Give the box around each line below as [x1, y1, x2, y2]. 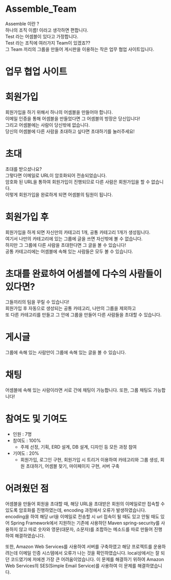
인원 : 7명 [12, 431, 32, 437]
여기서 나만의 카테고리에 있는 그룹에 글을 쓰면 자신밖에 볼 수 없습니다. [5, 236, 143, 242]
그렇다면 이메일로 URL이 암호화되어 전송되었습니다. [5, 172, 107, 178]
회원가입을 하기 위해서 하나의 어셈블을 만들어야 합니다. [5, 109, 113, 115]
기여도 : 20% [12, 450, 39, 456]
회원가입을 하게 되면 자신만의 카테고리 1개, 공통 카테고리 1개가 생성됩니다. [5, 229, 151, 235]
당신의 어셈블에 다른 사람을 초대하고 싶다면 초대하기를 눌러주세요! [5, 128, 135, 134]
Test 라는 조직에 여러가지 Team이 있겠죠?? [5, 39, 90, 46]
